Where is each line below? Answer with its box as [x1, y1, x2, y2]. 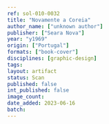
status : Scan [7, 74, 45, 81]
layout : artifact [7, 68, 57, 74]
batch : [7, 106, 26, 113]
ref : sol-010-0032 [7, 10, 60, 17]
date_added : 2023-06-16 [7, 100, 76, 107]
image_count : [7, 94, 45, 101]
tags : [7, 61, 23, 68]
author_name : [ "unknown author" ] [7, 23, 103, 30]
